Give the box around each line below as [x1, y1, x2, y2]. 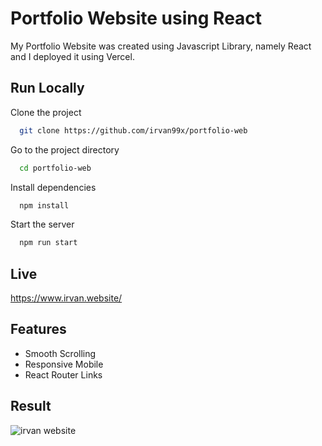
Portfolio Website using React [10, 7, 263, 30]
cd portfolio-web [19, 163, 92, 173]
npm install [19, 200, 70, 211]
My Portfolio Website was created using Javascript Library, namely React [10, 40, 312, 52]
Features [10, 321, 67, 338]
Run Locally [10, 80, 85, 97]
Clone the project [10, 106, 82, 118]
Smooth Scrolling [24, 347, 97, 359]
